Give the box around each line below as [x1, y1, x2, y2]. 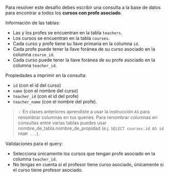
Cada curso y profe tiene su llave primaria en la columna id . [12, 41, 140, 47]
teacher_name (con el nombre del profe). [12, 98, 98, 105]
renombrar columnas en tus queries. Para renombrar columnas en [17, 114, 158, 120]
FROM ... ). [17, 131, 40, 136]
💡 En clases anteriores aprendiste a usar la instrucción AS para [17, 109, 150, 114]
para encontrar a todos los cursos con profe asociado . [5, 10, 122, 16]
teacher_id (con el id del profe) [12, 93, 79, 99]
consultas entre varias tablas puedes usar [17, 120, 107, 126]
